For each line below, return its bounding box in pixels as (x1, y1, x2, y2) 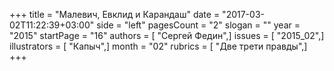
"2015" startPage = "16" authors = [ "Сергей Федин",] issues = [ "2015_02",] (9, 30, 325, 41)
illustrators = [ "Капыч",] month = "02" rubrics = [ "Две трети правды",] (9, 40, 308, 52)
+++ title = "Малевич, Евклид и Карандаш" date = (9, 9, 221, 20)
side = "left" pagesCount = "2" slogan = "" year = (96, 19, 301, 31)
